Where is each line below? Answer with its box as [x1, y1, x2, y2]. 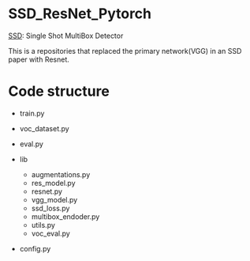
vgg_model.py [31, 195, 78, 204]
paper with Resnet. [8, 55, 69, 64]
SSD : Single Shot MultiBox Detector [8, 31, 124, 40]
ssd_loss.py [31, 203, 70, 213]
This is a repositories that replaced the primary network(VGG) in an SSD [8, 46, 242, 55]
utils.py [31, 220, 55, 229]
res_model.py [31, 178, 76, 187]
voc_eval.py [31, 229, 71, 238]
